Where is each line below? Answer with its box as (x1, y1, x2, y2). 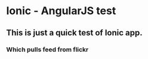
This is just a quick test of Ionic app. (6, 28, 143, 38)
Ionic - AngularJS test (6, 4, 116, 18)
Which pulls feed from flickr (6, 45, 89, 54)
